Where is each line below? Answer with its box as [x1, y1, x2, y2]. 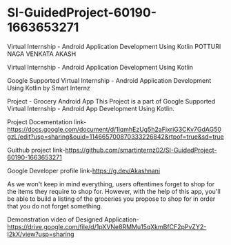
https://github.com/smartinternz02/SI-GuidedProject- [65, 146, 217, 154]
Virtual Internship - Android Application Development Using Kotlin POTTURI [7, 42, 221, 50]
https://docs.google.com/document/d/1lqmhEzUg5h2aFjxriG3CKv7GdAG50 [7, 125, 222, 133]
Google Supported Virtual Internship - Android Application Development [7, 76, 212, 84]
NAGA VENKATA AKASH [7, 50, 77, 58]
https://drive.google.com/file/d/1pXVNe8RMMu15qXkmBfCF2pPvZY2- [7, 222, 207, 231]
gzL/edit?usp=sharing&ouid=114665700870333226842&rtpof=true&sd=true [7, 133, 224, 141]
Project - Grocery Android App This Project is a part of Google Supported [7, 97, 216, 105]
